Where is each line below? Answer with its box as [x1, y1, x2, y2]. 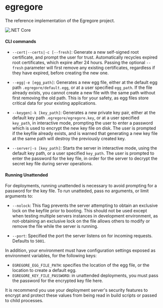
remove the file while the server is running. [12, 223, 99, 229]
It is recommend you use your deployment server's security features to [5, 287, 148, 293]
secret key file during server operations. [12, 161, 93, 167]
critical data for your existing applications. [12, 100, 97, 106]
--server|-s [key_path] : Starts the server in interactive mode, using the [12, 145, 157, 151]
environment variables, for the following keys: [5, 253, 97, 259]
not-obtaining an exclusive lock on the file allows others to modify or [12, 218, 150, 224]
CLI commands [5, 38, 37, 44]
